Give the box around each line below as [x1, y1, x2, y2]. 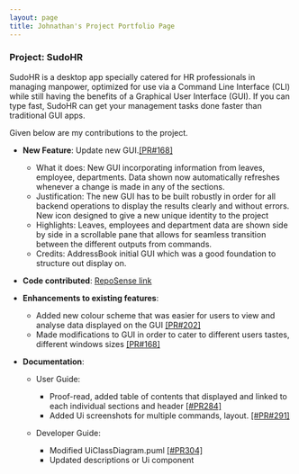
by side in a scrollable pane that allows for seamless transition [35, 228, 267, 239]
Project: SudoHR [9, 51, 84, 64]
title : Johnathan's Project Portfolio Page [9, 22, 176, 31]
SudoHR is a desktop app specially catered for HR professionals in [9, 71, 256, 82]
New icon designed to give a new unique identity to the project [35, 210, 269, 220]
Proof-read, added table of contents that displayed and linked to [49, 390, 288, 401]
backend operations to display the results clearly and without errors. [35, 200, 290, 211]
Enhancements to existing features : [22, 292, 159, 303]
